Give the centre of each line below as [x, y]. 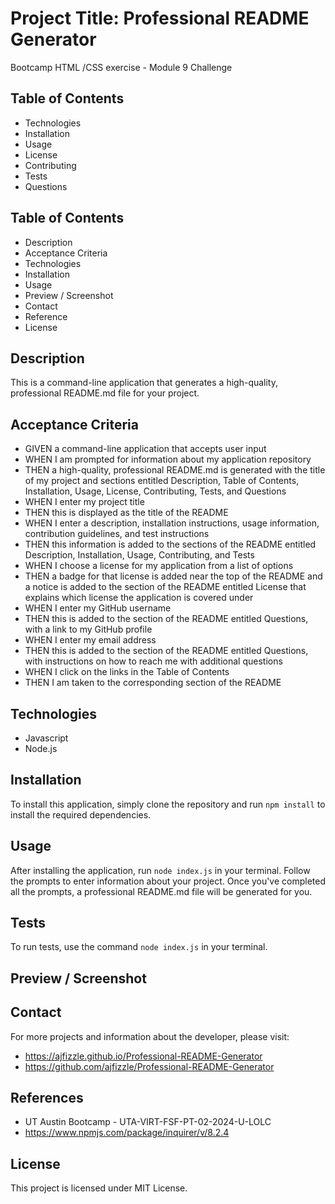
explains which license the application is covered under [139, 598]
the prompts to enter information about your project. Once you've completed [168, 881]
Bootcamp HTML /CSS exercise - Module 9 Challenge [121, 67]
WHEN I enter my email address [90, 640]
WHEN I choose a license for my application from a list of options [159, 566]
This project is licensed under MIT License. [99, 1188]
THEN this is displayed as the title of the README [126, 513]
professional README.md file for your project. [105, 393]
